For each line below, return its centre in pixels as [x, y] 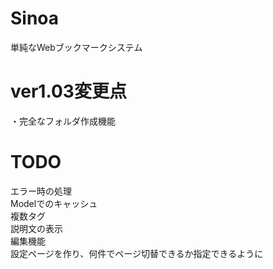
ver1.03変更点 [68, 91]
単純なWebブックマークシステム [76, 47]
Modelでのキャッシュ [54, 203]
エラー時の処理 [41, 191]
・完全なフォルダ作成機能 [63, 121]
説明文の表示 [36, 228]
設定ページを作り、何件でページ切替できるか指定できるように [137, 253]
